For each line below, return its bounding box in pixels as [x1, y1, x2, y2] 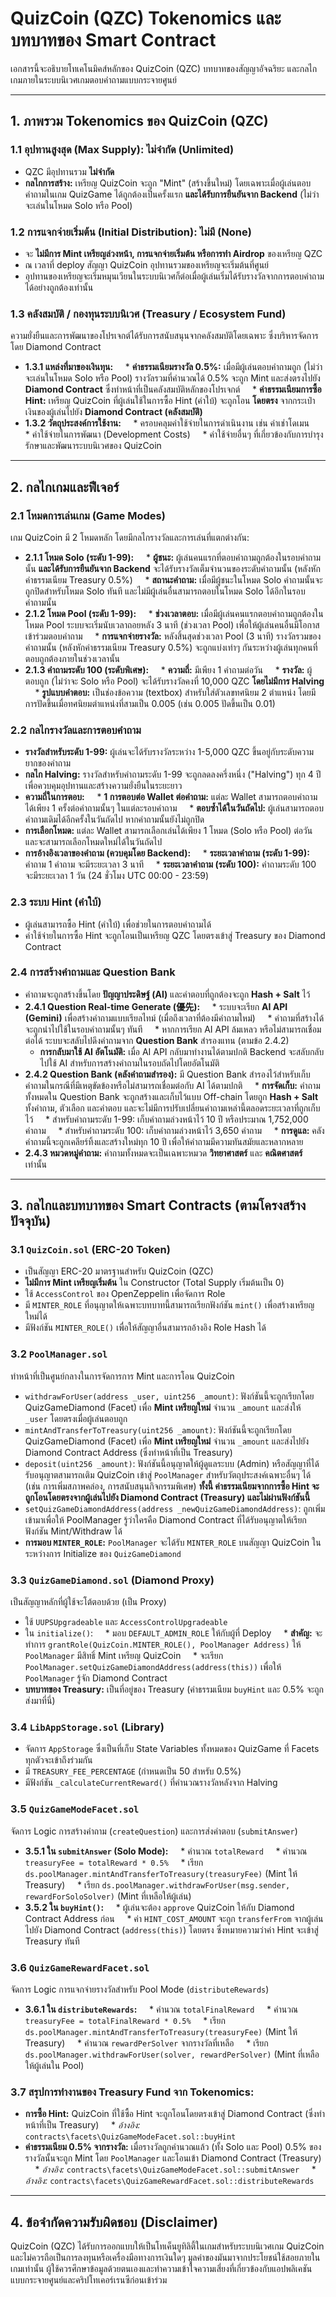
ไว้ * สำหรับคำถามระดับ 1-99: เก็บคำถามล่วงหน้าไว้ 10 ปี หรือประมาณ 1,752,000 [24, 1113, 309, 1125]
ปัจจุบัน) [10, 1213, 52, 1230]
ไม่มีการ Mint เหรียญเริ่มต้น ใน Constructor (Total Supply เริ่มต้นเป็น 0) [24, 1277, 285, 1289]
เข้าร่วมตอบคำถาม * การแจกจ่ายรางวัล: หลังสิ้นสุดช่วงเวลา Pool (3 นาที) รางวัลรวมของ [24, 630, 322, 642]
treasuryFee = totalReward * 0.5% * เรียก [24, 1856, 204, 1868]
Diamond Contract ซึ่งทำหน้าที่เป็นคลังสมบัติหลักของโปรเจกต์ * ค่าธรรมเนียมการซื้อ [24, 383, 322, 396]
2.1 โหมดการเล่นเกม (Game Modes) [10, 508, 166, 522]
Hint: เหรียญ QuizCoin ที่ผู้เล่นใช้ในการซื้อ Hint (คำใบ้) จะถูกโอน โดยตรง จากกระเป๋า [24, 395, 316, 407]
